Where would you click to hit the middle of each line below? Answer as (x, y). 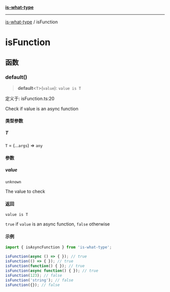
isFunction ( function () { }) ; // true (45, 266)
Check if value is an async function (42, 108)
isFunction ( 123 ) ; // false (34, 275)
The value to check (25, 191)
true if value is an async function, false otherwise (58, 224)
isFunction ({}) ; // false (32, 285)
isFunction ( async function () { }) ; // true (52, 271)
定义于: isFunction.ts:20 (30, 98)
